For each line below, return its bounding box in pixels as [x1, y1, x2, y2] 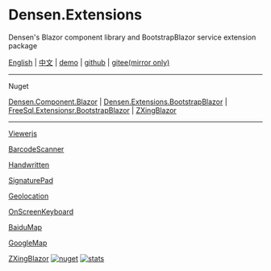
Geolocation [8, 191, 49, 201]
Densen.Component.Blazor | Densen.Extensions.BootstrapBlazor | [8, 97, 227, 106]
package [8, 40, 38, 50]
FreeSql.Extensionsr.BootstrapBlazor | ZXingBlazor [8, 105, 177, 115]
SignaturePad [8, 175, 54, 185]
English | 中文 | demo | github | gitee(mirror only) [8, 57, 170, 67]
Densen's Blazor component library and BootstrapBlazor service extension [8, 32, 256, 42]
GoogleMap [8, 238, 48, 248]
